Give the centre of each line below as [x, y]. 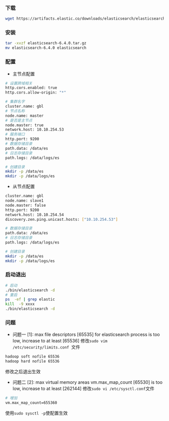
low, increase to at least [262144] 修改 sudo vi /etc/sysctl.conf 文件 [83, 389]
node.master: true [24, 125]
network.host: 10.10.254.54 [35, 215]
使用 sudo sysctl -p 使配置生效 [36, 413]
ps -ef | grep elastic [30, 300]
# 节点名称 [15, 111]
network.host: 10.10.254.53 [35, 130]
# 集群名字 [15, 102]
